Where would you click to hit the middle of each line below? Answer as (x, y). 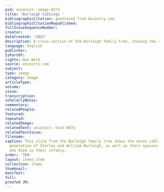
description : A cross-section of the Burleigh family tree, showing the (81, 42)
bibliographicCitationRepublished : (41, 23)
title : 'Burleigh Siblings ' (35, 14)
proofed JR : (17, 182)
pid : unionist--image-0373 (32, 10)
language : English (24, 46)
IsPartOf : (15, 55)
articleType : (18, 82)
